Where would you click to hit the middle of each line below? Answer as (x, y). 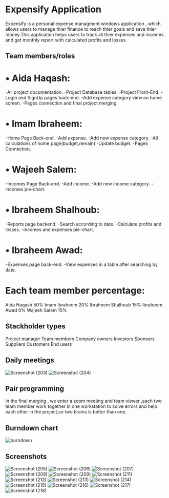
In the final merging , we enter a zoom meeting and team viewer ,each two (84, 401)
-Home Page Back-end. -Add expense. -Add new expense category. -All (82, 138)
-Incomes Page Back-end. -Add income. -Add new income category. (78, 184)
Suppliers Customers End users (39, 344)
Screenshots (26, 456)
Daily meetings (30, 360)
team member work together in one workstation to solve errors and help (81, 406)
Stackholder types (35, 326)
